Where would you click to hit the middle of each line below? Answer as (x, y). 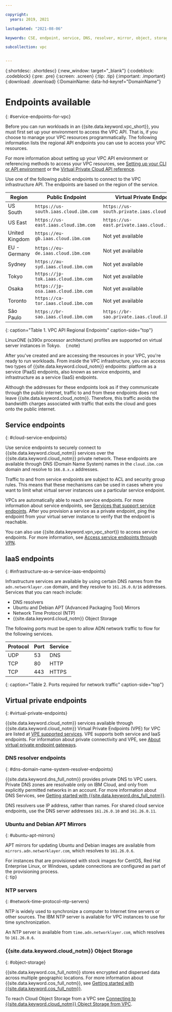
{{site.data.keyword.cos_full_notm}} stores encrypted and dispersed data (83, 972)
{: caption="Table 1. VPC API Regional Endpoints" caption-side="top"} (79, 330)
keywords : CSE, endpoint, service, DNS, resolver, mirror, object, (79, 38)
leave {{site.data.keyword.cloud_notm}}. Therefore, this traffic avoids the (82, 398)
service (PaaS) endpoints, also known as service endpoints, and (73, 372)
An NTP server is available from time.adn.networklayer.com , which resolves (85, 932)
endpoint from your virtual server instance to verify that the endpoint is (80, 516)
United (16, 233)
